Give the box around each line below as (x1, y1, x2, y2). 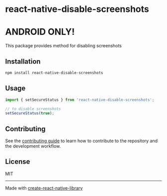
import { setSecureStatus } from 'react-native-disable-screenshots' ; (5, 97, 155, 102)
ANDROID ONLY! (5, 26, 75, 38)
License (5, 158, 30, 166)
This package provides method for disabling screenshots (5, 43, 122, 49)
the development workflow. (5, 143, 61, 149)
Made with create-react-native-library (5, 185, 83, 191)
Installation (5, 57, 41, 66)
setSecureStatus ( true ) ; (5, 111, 55, 116)
